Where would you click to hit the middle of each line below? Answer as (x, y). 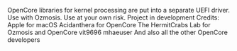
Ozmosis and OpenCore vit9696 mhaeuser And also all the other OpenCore (118, 32)
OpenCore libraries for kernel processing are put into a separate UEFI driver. (119, 10)
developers (24, 40)
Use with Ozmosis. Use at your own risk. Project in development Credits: (114, 17)
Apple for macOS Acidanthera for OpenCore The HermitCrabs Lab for (109, 25)
